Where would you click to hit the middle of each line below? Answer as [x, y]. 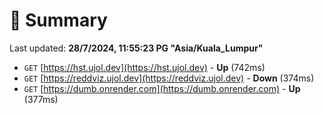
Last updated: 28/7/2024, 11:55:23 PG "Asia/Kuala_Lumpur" [136, 48]
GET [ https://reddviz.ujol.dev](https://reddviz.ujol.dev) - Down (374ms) [169, 78]
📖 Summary [58, 20]
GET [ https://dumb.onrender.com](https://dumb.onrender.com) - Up [162, 88]
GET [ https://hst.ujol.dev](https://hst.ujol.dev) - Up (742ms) [144, 67]
